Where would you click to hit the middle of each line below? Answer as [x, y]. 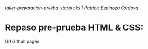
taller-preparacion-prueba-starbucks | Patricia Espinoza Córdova [72, 8]
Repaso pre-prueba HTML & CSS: [74, 27]
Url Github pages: [23, 41]
